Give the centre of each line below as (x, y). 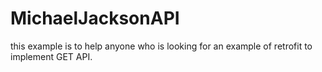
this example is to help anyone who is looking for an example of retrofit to (161, 46)
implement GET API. (51, 56)
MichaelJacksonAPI (95, 18)
